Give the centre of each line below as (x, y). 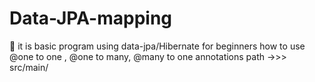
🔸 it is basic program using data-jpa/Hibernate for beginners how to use (157, 46)
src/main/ (29, 67)
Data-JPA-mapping (91, 18)
